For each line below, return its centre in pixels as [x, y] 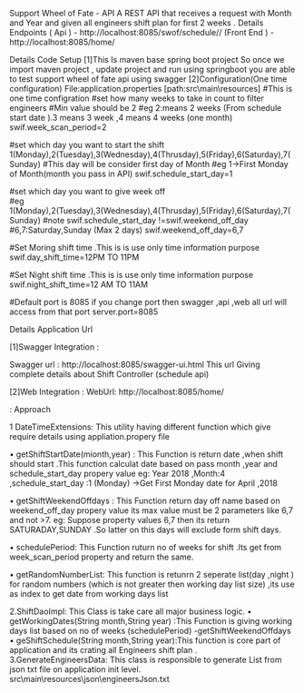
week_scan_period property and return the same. [102, 557]
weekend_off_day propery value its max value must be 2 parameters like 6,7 [151, 510]
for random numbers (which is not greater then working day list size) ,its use [152, 584]
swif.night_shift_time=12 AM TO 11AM [78, 284]
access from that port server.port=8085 [84, 312]
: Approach [30, 409]
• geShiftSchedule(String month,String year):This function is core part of [145, 640]
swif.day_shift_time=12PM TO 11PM [74, 257]
